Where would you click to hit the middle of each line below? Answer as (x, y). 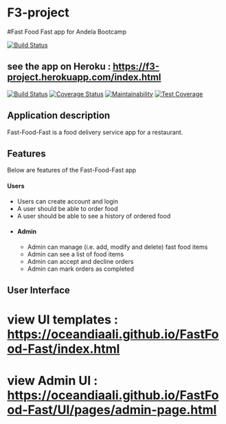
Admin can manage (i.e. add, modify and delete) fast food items (117, 247)
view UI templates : (63, 320)
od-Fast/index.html (64, 349)
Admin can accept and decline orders (80, 261)
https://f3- (136, 67)
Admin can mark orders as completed (81, 269)
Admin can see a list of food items (76, 254)
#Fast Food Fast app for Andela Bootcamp (67, 32)
